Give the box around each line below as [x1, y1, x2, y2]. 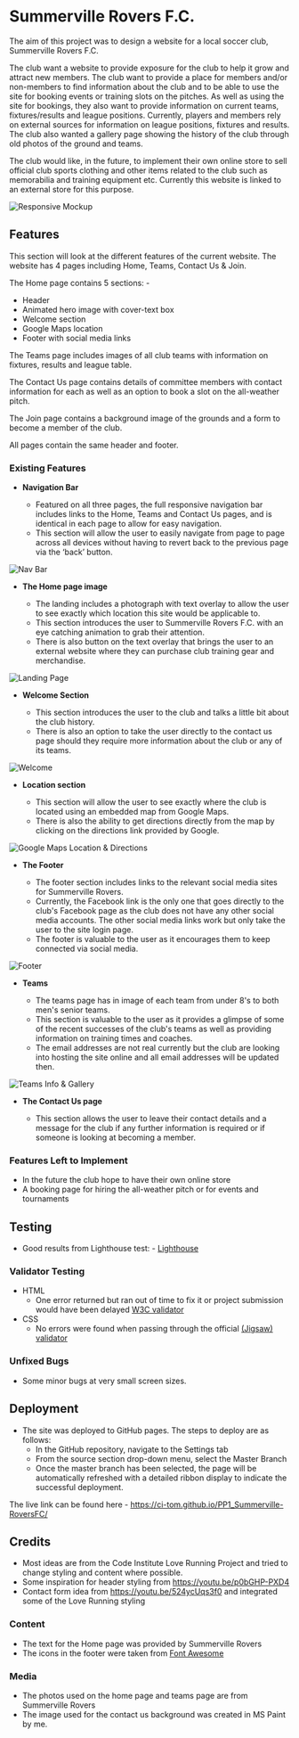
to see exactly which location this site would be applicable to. [35, 608, 261, 619]
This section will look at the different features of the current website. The [9, 250, 277, 261]
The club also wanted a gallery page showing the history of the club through [9, 128, 289, 139]
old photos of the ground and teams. [9, 138, 144, 149]
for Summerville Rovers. [35, 887, 124, 898]
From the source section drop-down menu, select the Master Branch [35, 1453, 287, 1463]
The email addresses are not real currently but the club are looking [35, 1043, 280, 1053]
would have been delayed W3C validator [35, 1304, 184, 1316]
